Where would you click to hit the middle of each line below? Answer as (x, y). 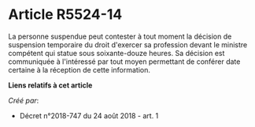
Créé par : (24, 100)
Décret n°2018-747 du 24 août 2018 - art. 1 (89, 115)
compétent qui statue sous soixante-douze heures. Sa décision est (116, 53)
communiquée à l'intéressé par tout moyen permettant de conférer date (124, 62)
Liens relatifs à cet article (50, 85)
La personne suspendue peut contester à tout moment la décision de (120, 36)
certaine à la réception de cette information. (79, 69)
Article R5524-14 (65, 15)
